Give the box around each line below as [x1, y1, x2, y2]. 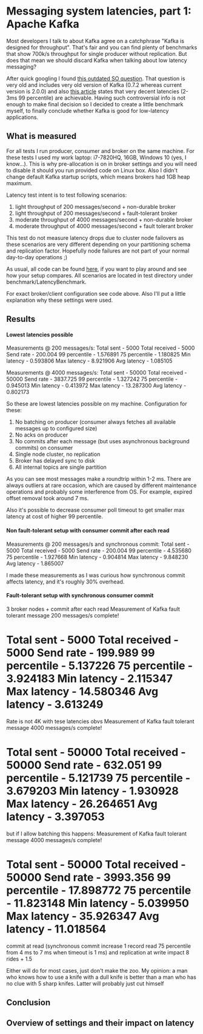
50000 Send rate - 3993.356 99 [6, 870, 171, 884]
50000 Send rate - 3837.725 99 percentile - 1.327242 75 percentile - [6, 375, 178, 383]
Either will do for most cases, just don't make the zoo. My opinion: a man [6, 967, 188, 974]
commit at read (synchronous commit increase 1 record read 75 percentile [6, 942, 191, 950]
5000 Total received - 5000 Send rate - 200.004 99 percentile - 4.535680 [6, 546, 192, 554]
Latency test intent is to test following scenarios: [6, 191, 127, 199]
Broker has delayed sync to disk [15, 457, 95, 464]
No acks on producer [15, 431, 68, 438]
